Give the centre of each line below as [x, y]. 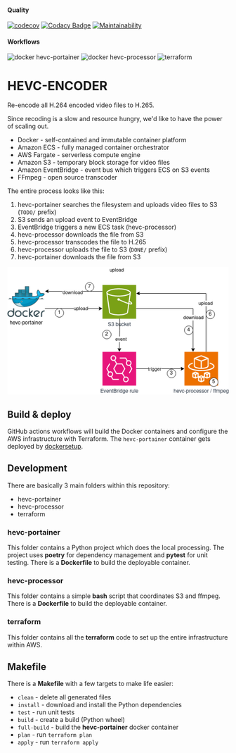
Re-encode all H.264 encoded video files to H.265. [81, 105]
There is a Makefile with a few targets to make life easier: [91, 684]
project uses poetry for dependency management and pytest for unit [108, 555]
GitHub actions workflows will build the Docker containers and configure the [118, 431]
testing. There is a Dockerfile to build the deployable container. [99, 563]
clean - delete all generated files [64, 697]
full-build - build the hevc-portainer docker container [98, 727]
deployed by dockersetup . [45, 446]
